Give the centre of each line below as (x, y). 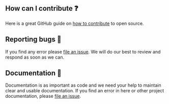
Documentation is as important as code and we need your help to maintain (83, 85)
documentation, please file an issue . (43, 96)
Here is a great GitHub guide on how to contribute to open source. (75, 23)
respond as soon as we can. (35, 57)
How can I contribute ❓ (42, 8)
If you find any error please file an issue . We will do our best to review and (83, 51)
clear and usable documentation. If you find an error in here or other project (85, 91)
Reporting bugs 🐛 (33, 40)
